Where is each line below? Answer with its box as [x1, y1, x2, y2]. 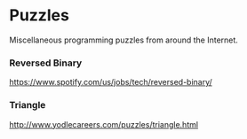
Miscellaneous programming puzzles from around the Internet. [9, 35, 238, 45]
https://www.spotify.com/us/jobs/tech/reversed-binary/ [9, 77, 213, 88]
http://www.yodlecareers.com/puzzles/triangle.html [9, 119, 198, 129]
